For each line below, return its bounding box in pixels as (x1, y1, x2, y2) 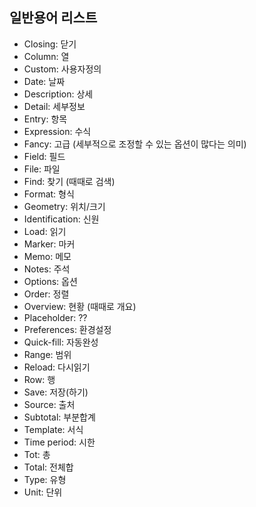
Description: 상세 (23, 88, 94, 100)
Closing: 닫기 (23, 38, 77, 50)
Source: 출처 (23, 398, 76, 410)
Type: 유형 (23, 473, 67, 485)
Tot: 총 (23, 448, 51, 460)
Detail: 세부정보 (23, 100, 86, 112)
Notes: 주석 (23, 263, 71, 275)
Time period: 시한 (23, 436, 96, 448)
